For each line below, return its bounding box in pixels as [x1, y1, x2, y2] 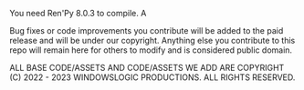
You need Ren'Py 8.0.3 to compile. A [9, 8, 147, 18]
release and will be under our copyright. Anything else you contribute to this [9, 35, 296, 45]
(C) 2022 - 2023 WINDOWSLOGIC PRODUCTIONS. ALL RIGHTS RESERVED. [9, 72, 296, 83]
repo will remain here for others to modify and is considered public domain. [9, 45, 293, 55]
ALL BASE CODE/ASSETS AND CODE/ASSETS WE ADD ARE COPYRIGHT [9, 63, 285, 73]
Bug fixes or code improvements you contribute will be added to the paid [9, 25, 284, 35]
